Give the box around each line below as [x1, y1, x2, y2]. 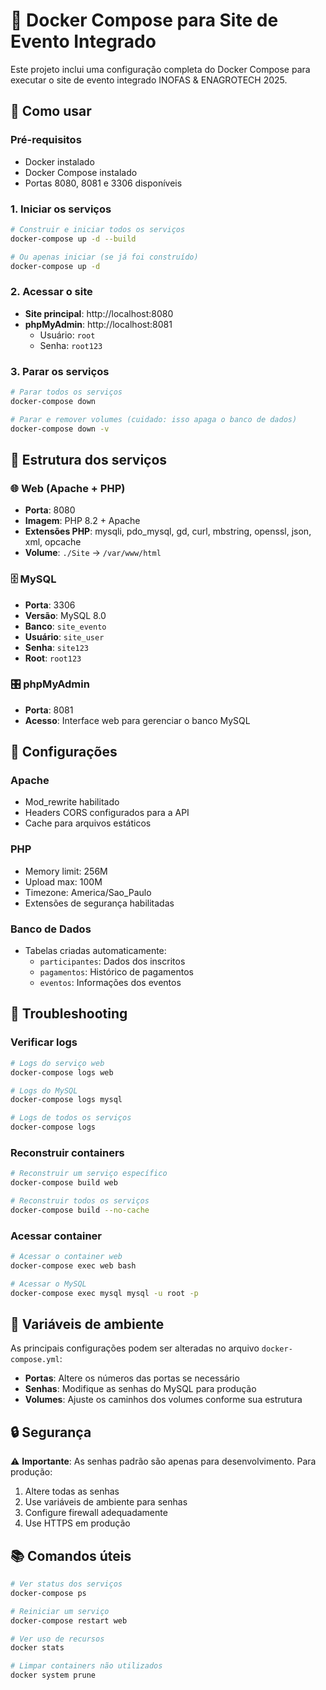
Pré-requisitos [10, 133, 82, 147]
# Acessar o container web [10, 1252, 123, 1262]
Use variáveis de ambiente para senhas [24, 1496, 188, 1508]
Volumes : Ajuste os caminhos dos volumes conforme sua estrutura [24, 1394, 303, 1406]
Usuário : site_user [24, 630, 105, 643]
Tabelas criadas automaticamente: [24, 945, 167, 957]
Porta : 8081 [24, 704, 74, 716]
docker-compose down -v [10, 424, 110, 434]
